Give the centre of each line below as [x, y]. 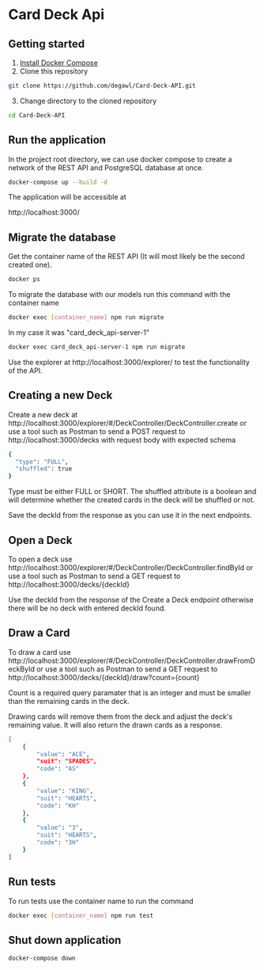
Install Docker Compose [59, 63]
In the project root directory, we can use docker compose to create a [120, 159]
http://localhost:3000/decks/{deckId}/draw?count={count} [104, 677]
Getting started [47, 44]
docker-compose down [42, 959]
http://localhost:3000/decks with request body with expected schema [122, 439]
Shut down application [65, 940]
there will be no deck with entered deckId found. [87, 608]
